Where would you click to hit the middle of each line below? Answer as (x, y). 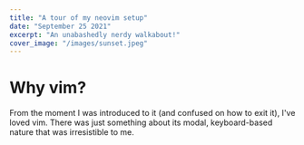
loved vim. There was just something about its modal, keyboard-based (141, 122)
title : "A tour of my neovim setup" (78, 18)
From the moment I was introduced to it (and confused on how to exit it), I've (152, 113)
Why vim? (48, 88)
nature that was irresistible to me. (72, 132)
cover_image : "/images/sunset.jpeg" (78, 43)
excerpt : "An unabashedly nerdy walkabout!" (95, 34)
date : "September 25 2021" (60, 26)
